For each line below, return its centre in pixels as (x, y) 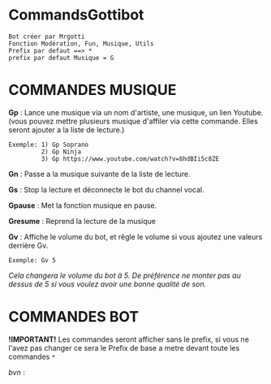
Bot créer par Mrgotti (47, 37)
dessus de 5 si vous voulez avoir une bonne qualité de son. (108, 284)
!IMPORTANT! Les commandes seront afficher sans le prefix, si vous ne (129, 339)
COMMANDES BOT (74, 317)
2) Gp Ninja (61, 152)
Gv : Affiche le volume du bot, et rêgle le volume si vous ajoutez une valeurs (135, 236)
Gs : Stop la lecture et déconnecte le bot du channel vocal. (106, 189)
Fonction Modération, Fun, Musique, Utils (81, 43)
